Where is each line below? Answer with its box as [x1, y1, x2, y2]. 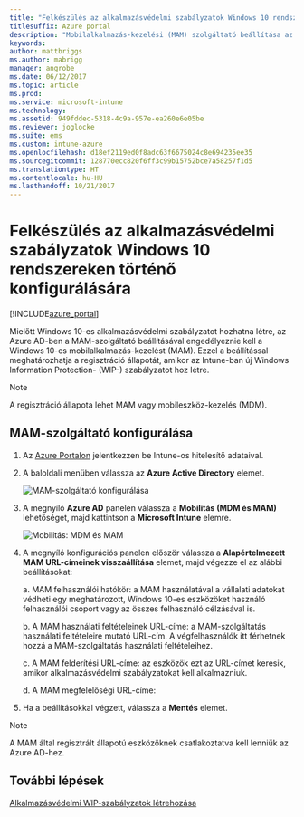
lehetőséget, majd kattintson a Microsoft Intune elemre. [22, 512, 232, 523]
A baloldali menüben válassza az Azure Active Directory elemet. [22, 467, 265, 478]
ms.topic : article [9, 81, 79, 90]
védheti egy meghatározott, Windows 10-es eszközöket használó [22, 593, 266, 604]
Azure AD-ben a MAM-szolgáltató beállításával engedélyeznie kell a [9, 336, 263, 347]
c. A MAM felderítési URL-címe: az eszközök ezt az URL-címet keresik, [22, 658, 287, 668]
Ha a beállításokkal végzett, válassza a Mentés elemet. [22, 702, 228, 713]
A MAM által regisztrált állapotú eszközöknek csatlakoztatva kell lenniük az [9, 737, 290, 748]
